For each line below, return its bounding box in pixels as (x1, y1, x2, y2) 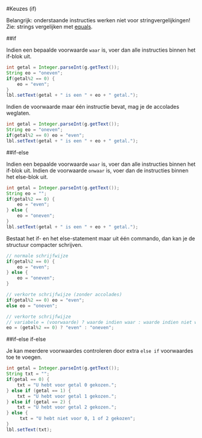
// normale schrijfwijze (6, 252, 69, 259)
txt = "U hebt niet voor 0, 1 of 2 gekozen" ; (19, 416, 136, 422)
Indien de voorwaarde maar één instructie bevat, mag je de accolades (6, 103, 179, 111)
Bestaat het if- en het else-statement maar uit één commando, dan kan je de (6, 234, 195, 242)
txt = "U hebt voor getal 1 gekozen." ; (17, 393, 117, 399)
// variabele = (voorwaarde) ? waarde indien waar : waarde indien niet (6, 319, 192, 325)
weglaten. (6, 109, 31, 117)
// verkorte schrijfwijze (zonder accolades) (6, 291, 122, 297)
